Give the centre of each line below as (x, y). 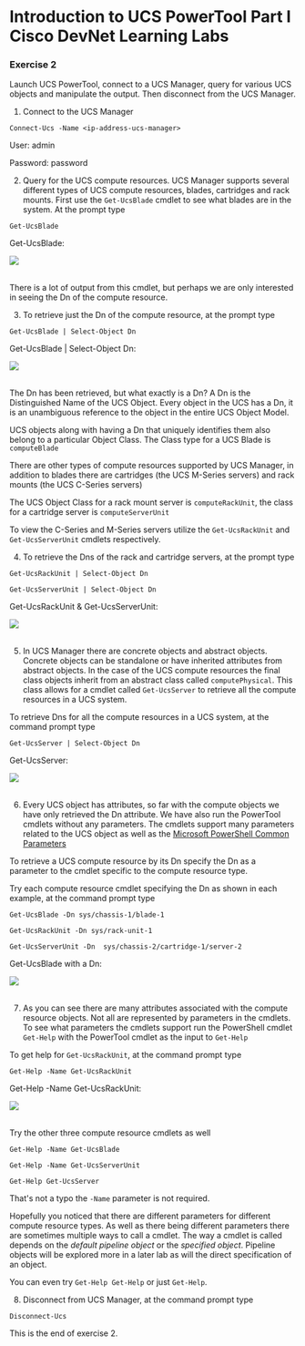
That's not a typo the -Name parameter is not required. (110, 1198)
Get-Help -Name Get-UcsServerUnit (75, 1166)
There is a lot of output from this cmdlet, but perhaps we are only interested (152, 288)
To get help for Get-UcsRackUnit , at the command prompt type (126, 1055)
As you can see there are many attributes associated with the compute (155, 1008)
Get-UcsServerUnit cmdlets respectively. (85, 539)
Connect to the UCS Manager (78, 112)
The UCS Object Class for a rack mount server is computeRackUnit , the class (152, 502)
